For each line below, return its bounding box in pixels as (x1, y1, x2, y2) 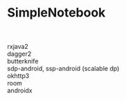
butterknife (7, 57, 39, 65)
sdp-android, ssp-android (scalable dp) (7, 64, 120, 72)
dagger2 (7, 50, 32, 58)
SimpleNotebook (7, 5, 106, 21)
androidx (7, 86, 33, 94)
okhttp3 (7, 71, 30, 80)
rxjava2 (7, 42, 29, 50)
